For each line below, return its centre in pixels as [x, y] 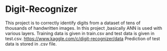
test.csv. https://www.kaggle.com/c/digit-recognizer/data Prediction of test [82, 39]
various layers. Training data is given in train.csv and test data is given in [80, 33]
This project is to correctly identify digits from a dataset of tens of [73, 23]
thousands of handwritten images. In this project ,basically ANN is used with [84, 28]
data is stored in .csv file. [31, 44]
